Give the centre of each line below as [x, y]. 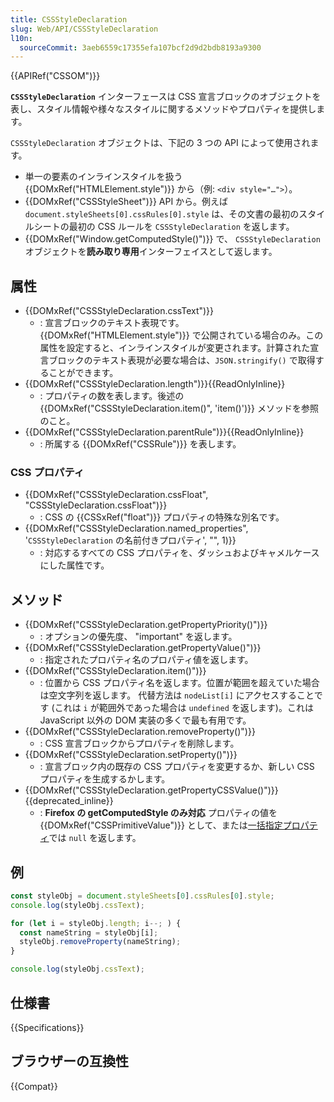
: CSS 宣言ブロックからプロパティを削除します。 [139, 743]
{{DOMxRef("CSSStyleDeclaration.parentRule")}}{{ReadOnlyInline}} [164, 432]
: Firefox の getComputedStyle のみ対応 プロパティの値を [158, 813]
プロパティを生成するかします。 [105, 779]
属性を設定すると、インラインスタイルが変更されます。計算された [175, 348]
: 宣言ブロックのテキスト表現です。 [112, 323]
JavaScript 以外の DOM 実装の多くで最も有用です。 [145, 720]
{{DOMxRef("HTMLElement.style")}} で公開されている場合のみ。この [181, 335]
